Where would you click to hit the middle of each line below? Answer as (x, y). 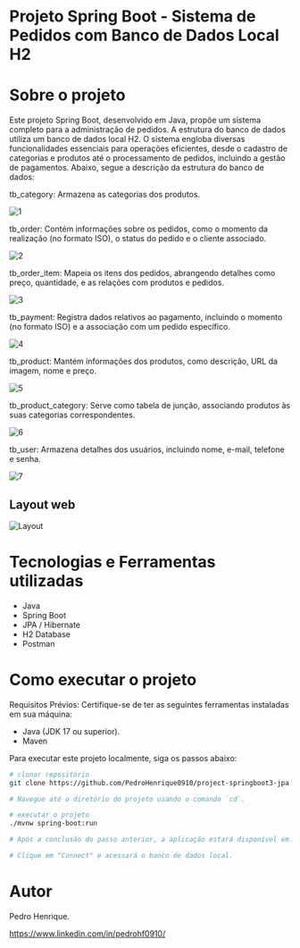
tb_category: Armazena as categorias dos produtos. (105, 195)
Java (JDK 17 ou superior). (71, 731)
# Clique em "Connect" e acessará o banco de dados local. (121, 856)
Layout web (42, 504)
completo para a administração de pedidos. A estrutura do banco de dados (147, 130)
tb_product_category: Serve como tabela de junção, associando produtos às (150, 406)
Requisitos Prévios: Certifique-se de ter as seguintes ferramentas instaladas (149, 704)
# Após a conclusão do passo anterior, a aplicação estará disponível (143, 840)
